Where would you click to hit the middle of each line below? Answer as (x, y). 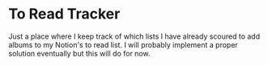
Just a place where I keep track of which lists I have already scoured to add (134, 36)
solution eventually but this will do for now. (79, 53)
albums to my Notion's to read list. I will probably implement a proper (123, 44)
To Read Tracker (64, 14)
